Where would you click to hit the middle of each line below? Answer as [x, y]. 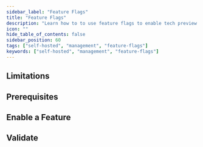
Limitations [28, 76]
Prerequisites [32, 97]
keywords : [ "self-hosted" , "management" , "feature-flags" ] [83, 52]
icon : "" [17, 29]
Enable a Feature [39, 117]
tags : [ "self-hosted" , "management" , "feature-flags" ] [77, 46]
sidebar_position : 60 [34, 40]
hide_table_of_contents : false [46, 35]
